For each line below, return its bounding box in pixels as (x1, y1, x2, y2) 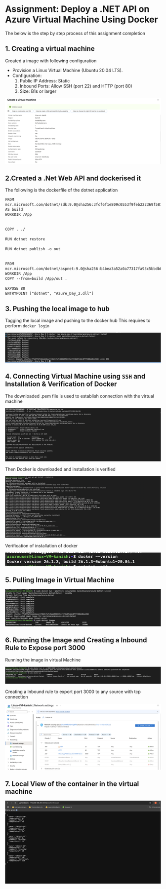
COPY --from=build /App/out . (5, 276, 68, 281)
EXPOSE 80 (5, 286, 26, 291)
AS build (5, 207, 23, 212)
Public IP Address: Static (19, 77, 70, 83)
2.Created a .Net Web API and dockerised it (5, 174, 141, 182)
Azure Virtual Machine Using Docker (5, 14, 158, 25)
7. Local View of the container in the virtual (5, 779, 139, 788)
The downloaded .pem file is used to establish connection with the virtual (5, 393, 154, 399)
